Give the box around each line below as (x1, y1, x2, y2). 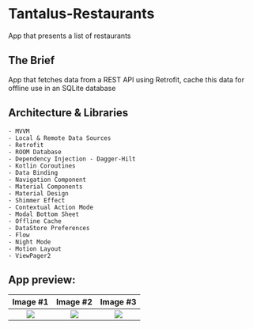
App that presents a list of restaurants (8, 31, 131, 40)
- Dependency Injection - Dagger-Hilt (8, 155, 136, 163)
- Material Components (8, 183, 83, 191)
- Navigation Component (8, 176, 87, 183)
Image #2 (56, 297, 93, 308)
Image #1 (12, 297, 49, 308)
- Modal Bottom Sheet (8, 210, 80, 218)
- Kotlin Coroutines (8, 161, 77, 170)
